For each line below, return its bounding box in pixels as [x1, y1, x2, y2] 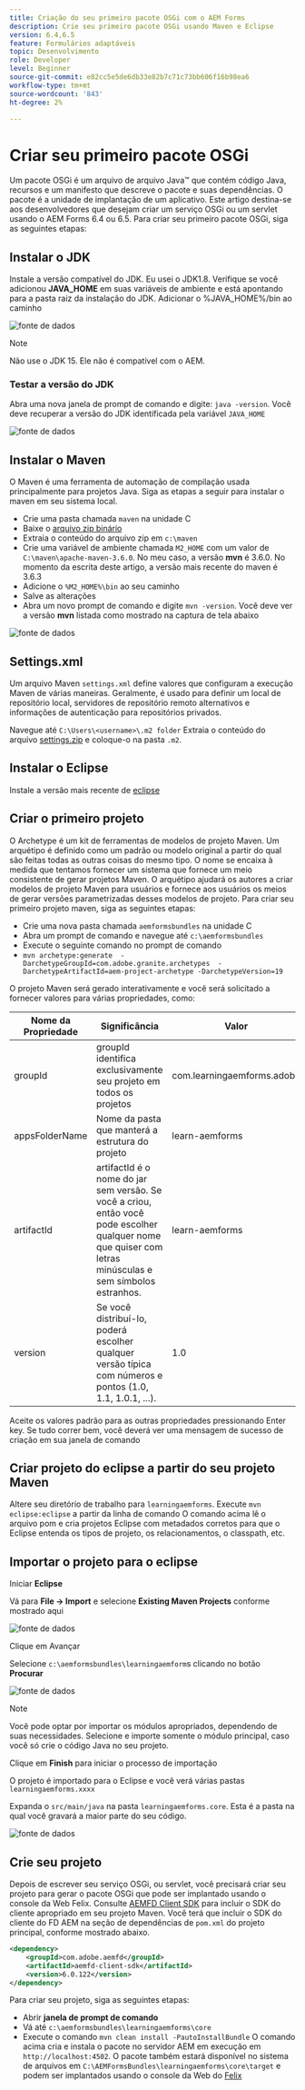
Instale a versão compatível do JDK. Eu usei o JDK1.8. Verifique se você [9, 274, 279, 284]
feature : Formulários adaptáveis [9, 38, 136, 48]
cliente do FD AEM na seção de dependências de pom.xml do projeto [9, 1917, 265, 1928]
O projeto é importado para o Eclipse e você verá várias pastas [9, 1776, 245, 1786]
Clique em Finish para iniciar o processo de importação [9, 1757, 218, 1768]
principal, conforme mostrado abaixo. [9, 1927, 150, 1938]
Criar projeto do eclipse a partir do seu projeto [9, 1460, 275, 1477]
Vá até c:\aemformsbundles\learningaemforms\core [22, 2022, 212, 2033]
